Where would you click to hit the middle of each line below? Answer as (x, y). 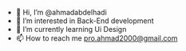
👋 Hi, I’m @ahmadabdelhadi (61, 12)
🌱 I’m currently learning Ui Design (71, 29)
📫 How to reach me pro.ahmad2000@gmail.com (97, 38)
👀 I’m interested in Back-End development (85, 21)
